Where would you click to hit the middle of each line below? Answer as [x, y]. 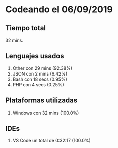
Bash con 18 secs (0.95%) [40, 79]
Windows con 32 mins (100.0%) [46, 113]
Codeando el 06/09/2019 [59, 9]
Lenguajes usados [35, 56]
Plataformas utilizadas [41, 101]
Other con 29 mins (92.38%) [42, 68]
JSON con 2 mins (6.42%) [40, 73]
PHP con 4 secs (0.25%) [38, 84]
